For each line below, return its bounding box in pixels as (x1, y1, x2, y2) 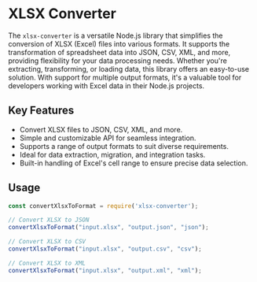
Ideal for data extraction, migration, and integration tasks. (19, 150, 206, 159)
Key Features (8, 104, 75, 117)
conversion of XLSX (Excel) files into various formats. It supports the (8, 39, 230, 48)
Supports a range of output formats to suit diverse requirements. (19, 141, 229, 150)
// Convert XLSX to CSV (8, 238, 86, 246)
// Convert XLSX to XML (8, 259, 86, 267)
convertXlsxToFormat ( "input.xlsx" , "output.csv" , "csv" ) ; (8, 245, 202, 253)
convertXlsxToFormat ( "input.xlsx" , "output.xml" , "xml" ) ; (8, 266, 202, 274)
